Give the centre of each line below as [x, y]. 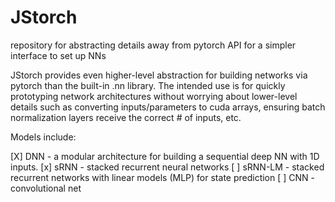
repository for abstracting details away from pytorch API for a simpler [153, 45]
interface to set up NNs [58, 55]
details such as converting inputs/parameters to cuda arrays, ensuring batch [168, 107]
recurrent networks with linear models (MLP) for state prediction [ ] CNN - [163, 177]
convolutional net [46, 188]
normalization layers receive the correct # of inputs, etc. [126, 117]
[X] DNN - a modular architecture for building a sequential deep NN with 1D [165, 156]
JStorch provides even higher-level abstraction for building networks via [159, 75]
